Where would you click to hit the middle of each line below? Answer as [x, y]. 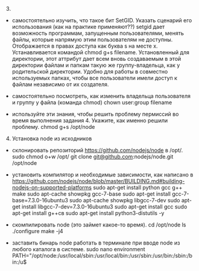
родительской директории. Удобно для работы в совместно [90, 71]
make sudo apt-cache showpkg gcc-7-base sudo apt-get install [91, 194]
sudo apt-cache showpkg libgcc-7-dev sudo [125, 200]
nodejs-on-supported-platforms [52, 187]
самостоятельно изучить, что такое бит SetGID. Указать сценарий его [102, 20]
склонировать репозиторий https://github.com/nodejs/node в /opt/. [97, 150]
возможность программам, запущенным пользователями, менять [98, 33]
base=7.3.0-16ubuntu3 [40, 200]
